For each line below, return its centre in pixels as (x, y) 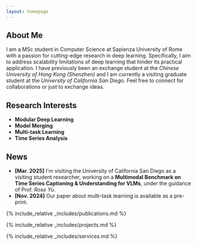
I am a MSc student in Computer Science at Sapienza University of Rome (94, 49)
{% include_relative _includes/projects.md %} (61, 225)
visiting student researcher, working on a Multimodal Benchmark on (98, 177)
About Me (24, 36)
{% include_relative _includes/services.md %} (62, 236)
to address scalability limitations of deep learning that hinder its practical (94, 62)
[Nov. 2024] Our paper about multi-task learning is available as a (94, 196)
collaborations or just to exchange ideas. (55, 87)
